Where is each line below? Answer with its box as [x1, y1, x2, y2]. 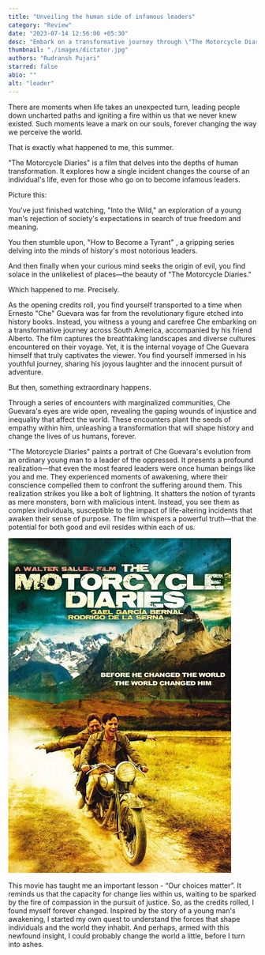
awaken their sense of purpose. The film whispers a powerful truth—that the [8, 513, 257, 523]
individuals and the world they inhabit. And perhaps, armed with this [8, 923, 230, 932]
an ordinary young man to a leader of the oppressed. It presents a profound [8, 455, 254, 464]
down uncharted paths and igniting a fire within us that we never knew [8, 111, 237, 120]
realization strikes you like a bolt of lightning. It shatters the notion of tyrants [8, 488, 256, 498]
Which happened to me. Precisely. [8, 284, 120, 294]
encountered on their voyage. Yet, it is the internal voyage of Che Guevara [8, 342, 249, 352]
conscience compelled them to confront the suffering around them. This [8, 480, 243, 490]
